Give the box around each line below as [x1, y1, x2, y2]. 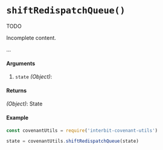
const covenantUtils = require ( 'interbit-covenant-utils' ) [6, 127, 158, 134]
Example [6, 114, 29, 121]
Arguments [6, 60, 36, 67]
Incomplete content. [6, 34, 56, 41]
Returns [6, 87, 27, 94]
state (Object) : [14, 73, 53, 80]
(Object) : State [6, 100, 43, 107]
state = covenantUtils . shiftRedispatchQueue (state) [6, 138, 139, 145]
